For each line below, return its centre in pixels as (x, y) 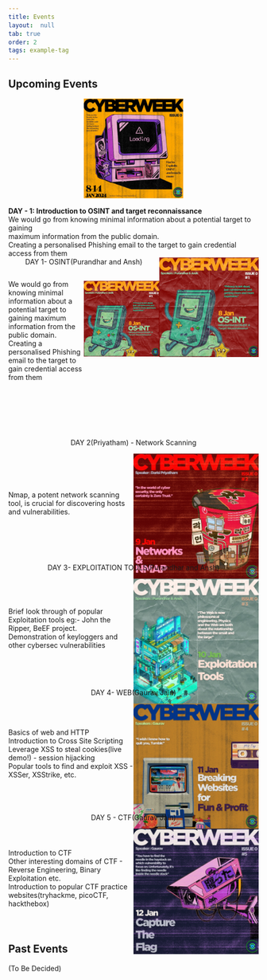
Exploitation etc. (35, 878)
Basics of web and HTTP (49, 732)
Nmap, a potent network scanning (64, 495)
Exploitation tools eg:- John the (60, 620)
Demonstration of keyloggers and (63, 637)
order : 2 (23, 42)
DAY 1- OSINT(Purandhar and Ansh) (84, 261)
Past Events (38, 949)
